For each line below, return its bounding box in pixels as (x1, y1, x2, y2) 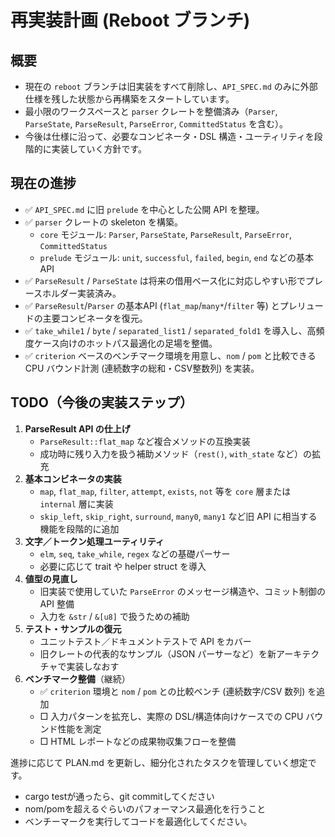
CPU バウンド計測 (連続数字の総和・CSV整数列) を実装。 (24, 362, 260, 374)
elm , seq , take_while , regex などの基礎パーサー (39, 547, 231, 560)
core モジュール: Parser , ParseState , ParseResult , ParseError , (39, 228, 293, 240)
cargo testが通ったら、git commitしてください (24, 790, 215, 802)
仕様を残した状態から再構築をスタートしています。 (24, 93, 235, 105)
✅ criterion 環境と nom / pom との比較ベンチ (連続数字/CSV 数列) (39, 685, 306, 697)
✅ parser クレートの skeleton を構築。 (24, 216, 183, 228)
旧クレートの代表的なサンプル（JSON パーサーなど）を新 (39, 647, 277, 660)
